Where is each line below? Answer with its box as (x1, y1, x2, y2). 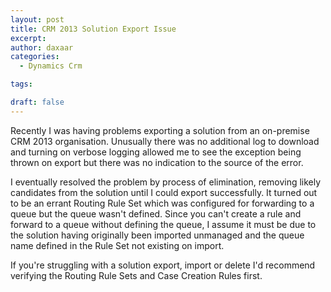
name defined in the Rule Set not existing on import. (10, 239, 225, 251)
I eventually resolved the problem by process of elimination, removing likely (10, 176, 322, 188)
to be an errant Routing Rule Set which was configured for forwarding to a (10, 197, 315, 209)
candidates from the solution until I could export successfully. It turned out (10, 186, 318, 198)
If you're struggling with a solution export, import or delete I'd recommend (10, 259, 316, 271)
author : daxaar (10, 42, 74, 53)
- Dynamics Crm (19, 61, 83, 71)
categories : (10, 52, 60, 62)
